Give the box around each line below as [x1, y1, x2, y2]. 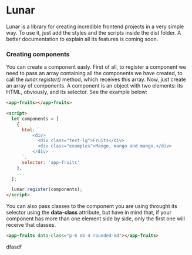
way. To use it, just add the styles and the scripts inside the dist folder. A [6, 29, 181, 36]
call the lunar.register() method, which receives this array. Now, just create [6, 76, 187, 83]
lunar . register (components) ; [11, 186, 83, 193]
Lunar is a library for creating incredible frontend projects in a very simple [6, 23, 184, 30]
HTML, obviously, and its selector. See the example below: [6, 89, 148, 96]
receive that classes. [6, 222, 56, 229]
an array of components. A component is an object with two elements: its [6, 82, 183, 89]
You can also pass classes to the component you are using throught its [6, 203, 177, 210]
